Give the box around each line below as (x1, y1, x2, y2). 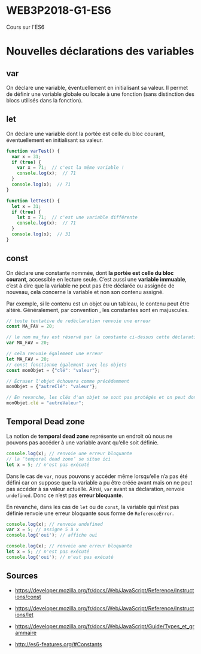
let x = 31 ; (11, 203, 42, 210)
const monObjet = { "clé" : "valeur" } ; (6, 367, 100, 373)
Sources (6, 571, 38, 581)
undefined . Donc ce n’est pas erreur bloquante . (6, 492, 124, 499)
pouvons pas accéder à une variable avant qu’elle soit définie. (6, 438, 159, 446)
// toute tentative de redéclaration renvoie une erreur (6, 318, 151, 324)
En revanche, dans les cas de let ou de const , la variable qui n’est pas (6, 503, 179, 510)
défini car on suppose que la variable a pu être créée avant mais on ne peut (6, 479, 193, 486)
